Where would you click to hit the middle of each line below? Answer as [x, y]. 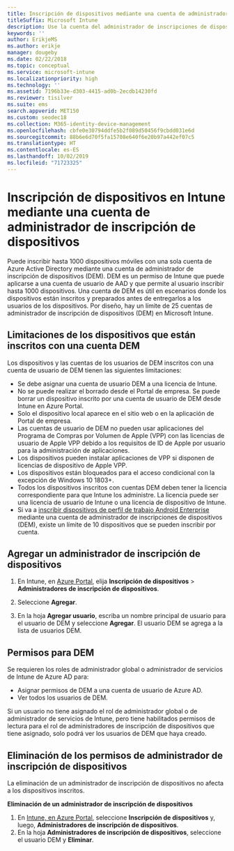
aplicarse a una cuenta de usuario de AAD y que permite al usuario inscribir [116, 283]
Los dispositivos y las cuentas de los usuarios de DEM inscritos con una [110, 363]
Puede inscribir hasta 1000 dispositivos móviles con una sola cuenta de [110, 261]
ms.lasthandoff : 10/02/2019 [48, 157]
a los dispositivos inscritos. [46, 790]
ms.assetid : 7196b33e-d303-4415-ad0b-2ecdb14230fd [82, 91]
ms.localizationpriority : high [53, 78]
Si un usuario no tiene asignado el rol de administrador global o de [102, 711]
